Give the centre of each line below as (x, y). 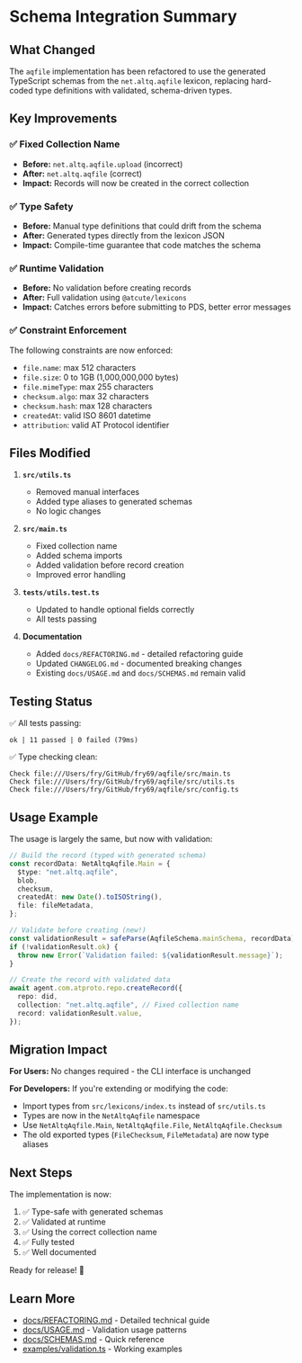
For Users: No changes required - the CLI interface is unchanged (130, 1072)
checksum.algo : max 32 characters (86, 396)
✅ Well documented (59, 1252)
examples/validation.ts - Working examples (102, 1349)
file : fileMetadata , (56, 906)
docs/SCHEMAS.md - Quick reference (93, 1340)
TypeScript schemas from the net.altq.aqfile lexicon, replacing (129, 81)
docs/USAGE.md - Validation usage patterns (104, 1330)
